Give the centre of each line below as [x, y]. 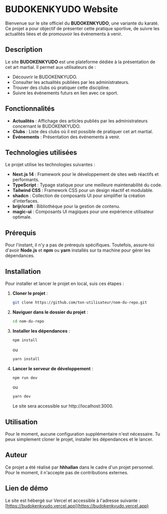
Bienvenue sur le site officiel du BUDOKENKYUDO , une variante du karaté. [82, 23]
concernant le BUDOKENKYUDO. [46, 126]
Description [24, 49]
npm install [25, 340]
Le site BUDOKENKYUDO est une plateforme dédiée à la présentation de [80, 62]
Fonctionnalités [30, 109]
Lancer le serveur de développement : [53, 368]
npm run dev [25, 378]
